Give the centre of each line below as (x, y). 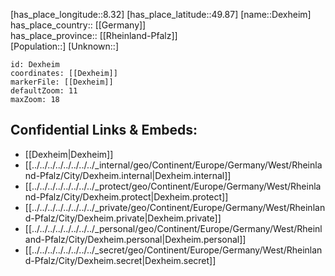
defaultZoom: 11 (44, 91)
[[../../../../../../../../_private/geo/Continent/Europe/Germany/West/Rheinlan (175, 207)
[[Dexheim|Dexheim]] (69, 154)
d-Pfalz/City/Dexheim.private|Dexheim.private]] (123, 218)
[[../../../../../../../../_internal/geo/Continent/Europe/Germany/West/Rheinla (173, 165)
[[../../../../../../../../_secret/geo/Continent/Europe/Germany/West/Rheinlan (173, 250)
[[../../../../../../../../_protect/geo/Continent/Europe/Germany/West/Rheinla (173, 186)
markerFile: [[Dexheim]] (62, 82)
